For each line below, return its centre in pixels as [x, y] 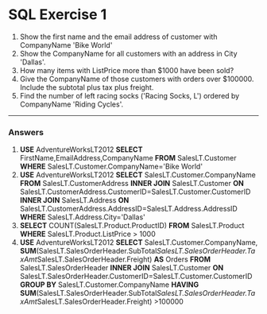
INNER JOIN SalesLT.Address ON [74, 200]
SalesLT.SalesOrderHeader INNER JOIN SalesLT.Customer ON [122, 268]
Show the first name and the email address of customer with [118, 37]
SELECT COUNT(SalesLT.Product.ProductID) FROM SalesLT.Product [132, 226]
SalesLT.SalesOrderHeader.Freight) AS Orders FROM [124, 259]
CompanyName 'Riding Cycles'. [72, 104]
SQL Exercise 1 [58, 15]
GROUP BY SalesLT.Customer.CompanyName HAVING [109, 285]
